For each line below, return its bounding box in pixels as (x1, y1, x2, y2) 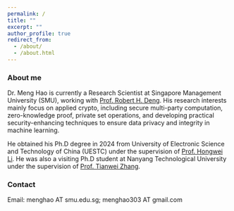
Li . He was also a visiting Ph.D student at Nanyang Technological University (7, 155, 227, 163)
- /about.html (13, 50, 55, 57)
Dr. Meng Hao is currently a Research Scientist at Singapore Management (7, 89, 221, 97)
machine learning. (7, 126, 60, 134)
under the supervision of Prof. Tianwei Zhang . (7, 162, 141, 171)
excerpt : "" (7, 23, 42, 30)
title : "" (7, 17, 37, 24)
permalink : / (7, 10, 46, 18)
